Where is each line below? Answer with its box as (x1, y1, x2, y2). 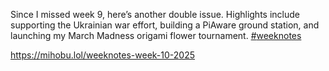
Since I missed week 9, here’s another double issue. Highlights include (10, 9, 300, 20)
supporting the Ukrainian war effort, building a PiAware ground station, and (10, 19, 320, 31)
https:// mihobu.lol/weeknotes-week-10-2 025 (10, 49, 196, 61)
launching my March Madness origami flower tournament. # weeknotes (10, 30, 302, 41)
